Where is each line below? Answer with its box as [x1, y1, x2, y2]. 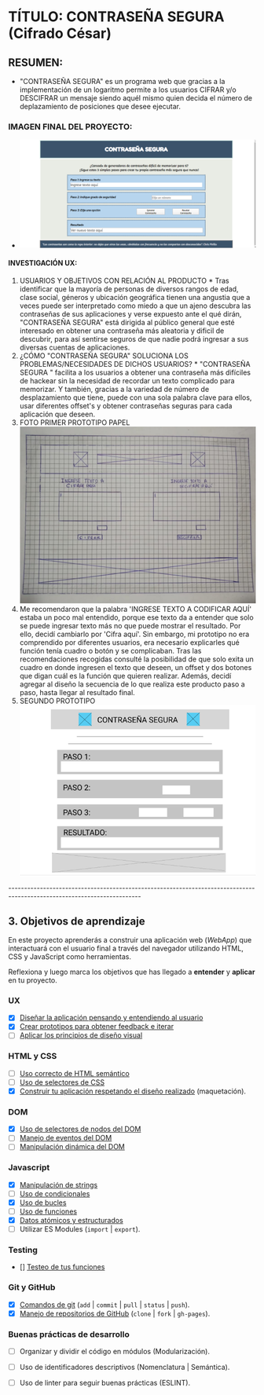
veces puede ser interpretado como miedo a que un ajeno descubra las [19, 301, 251, 310]
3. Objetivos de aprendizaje [8, 914, 145, 928]
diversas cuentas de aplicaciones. [19, 342, 130, 352]
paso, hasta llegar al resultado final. [19, 688, 135, 697]
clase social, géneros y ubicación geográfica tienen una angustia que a [19, 292, 251, 302]
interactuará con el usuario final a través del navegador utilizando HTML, [8, 943, 244, 953]
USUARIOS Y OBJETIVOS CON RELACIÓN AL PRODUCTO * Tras [19, 276, 229, 285]
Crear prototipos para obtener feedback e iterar [19, 1022, 174, 1031]
